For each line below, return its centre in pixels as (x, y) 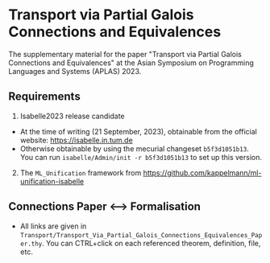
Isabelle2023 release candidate (72, 116)
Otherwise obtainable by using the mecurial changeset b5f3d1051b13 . (135, 148)
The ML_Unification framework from (81, 173)
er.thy (31, 244)
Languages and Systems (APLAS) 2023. (75, 71)
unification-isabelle (52, 181)
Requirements (44, 97)
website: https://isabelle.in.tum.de (76, 140)
